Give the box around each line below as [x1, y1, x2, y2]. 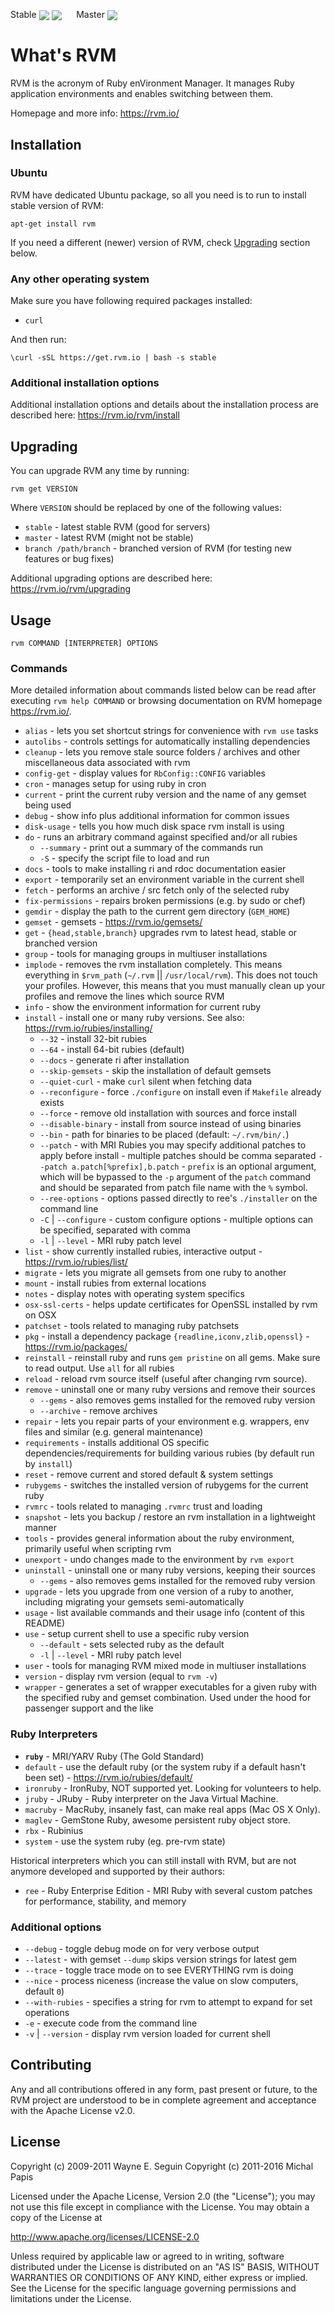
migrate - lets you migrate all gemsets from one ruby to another [24, 1267, 287, 1279]
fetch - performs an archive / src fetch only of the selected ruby [24, 884, 290, 896]
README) [24, 1617, 66, 1629]
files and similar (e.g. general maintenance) [24, 1426, 204, 1438]
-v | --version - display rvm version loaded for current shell [24, 2027, 271, 2039]
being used [24, 799, 72, 811]
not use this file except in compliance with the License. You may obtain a [10, 2200, 310, 2213]
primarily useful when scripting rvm [24, 1543, 172, 1555]
